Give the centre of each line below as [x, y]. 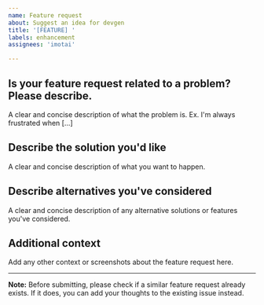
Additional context [54, 243]
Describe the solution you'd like [87, 147]
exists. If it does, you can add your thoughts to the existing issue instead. [126, 293]
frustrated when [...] [40, 123]
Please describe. [50, 96]
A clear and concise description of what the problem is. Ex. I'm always [122, 114]
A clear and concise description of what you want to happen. [107, 167]
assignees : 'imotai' [42, 45]
